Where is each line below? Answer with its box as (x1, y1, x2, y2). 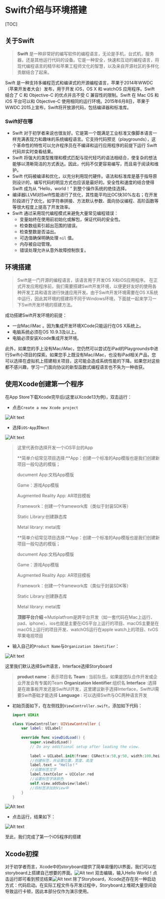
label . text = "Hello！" (30, 763, 78, 768)
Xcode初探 (5, 850, 38, 858)
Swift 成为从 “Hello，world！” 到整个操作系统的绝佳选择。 (12, 186, 129, 191)
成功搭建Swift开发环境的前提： (5, 312, 67, 318)
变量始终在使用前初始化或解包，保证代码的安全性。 (19, 217, 123, 223)
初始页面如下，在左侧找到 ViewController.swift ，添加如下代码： (12, 703, 142, 709)
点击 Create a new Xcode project (12, 404, 79, 410)
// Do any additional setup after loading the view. (30, 744, 140, 749)
